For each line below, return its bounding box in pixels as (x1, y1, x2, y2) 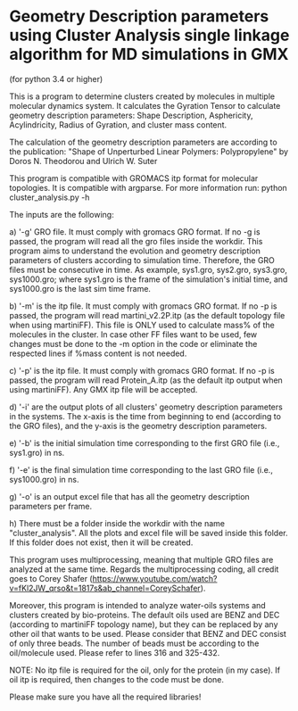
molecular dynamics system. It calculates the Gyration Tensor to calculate (9, 100, 281, 111)
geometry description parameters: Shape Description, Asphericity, (9, 110, 253, 120)
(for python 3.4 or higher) (9, 73, 103, 84)
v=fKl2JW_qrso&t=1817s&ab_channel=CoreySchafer (9, 583, 201, 593)
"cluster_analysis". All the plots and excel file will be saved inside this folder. (9, 527, 288, 538)
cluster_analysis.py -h (9, 192, 90, 203)
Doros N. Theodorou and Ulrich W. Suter (9, 155, 158, 166)
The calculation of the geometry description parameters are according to (9, 136, 278, 147)
